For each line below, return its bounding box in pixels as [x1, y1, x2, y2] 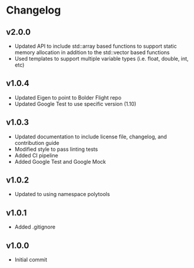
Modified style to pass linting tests [14, 145, 98, 153]
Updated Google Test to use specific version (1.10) [14, 100, 136, 107]
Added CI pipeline [14, 151, 59, 159]
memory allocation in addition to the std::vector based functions [14, 49, 170, 56]
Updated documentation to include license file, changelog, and [14, 133, 168, 140]
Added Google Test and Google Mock [14, 158, 106, 165]
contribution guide [14, 139, 60, 146]
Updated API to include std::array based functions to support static [14, 42, 178, 49]
